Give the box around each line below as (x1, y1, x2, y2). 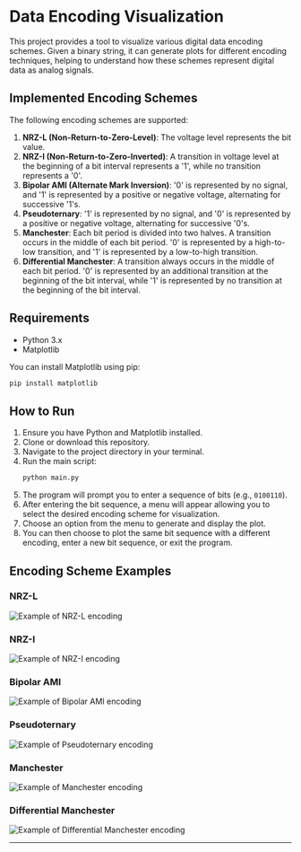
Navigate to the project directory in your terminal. (21, 446, 204, 457)
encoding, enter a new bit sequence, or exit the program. (21, 537, 233, 549)
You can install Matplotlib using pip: (9, 361, 141, 372)
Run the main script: (21, 456, 97, 467)
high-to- (254, 236, 286, 248)
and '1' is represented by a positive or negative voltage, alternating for (21, 189, 281, 199)
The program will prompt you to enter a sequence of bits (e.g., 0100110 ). (21, 489, 288, 500)
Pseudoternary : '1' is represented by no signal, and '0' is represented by (21, 208, 291, 219)
